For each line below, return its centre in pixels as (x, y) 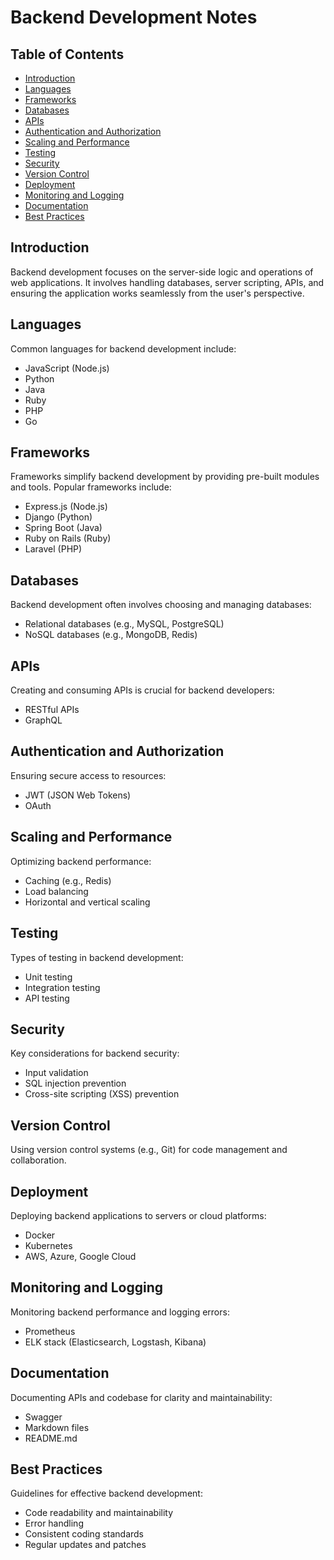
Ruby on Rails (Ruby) (68, 538)
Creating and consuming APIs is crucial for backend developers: (142, 690)
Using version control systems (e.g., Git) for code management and (149, 1150)
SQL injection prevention (75, 1083)
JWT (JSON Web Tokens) (78, 795)
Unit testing (48, 977)
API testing (47, 998)
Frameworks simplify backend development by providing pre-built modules (165, 477)
